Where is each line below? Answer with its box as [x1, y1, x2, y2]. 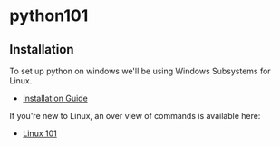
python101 [9, 5, 89, 26]
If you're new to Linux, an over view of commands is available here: [9, 111, 261, 121]
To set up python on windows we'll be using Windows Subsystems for [9, 65, 271, 76]
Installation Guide [22, 93, 88, 103]
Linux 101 [22, 128, 57, 139]
